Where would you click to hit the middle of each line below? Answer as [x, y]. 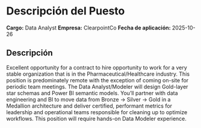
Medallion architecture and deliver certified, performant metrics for [89, 106]
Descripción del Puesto [66, 11]
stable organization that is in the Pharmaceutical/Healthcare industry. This [98, 74]
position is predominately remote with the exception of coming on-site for [97, 80]
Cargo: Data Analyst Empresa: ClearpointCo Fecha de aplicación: [88, 28]
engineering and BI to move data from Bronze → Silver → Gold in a [88, 99]
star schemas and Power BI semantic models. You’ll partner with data [92, 93]
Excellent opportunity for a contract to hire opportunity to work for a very [97, 67]
